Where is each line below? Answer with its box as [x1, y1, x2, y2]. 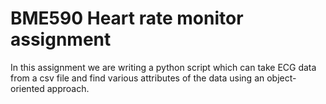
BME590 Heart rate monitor [10, 7, 244, 30]
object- [266, 72, 297, 84]
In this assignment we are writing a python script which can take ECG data [10, 61, 317, 73]
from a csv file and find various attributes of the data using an [10, 72, 265, 84]
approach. [46, 82, 90, 94]
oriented [10, 82, 45, 94]
